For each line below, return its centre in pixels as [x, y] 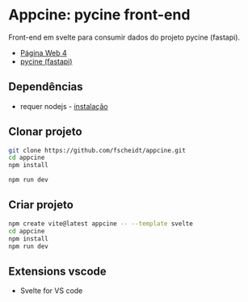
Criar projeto [41, 205]
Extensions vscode [57, 271]
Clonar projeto [45, 132]
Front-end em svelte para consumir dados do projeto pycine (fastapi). [124, 37]
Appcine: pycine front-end [99, 15]
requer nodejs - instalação [64, 106]
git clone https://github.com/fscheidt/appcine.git [97, 150]
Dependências [46, 87]
